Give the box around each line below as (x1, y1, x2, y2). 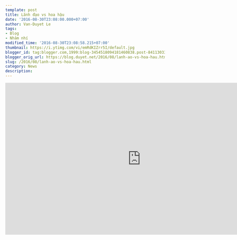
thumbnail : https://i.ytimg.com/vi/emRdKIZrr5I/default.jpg (5, 45, 135, 50)
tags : (5, 26, 17, 31)
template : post (5, 7, 37, 13)
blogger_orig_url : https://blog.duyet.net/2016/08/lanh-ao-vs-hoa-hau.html (5, 54, 169, 60)
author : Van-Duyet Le (5, 21, 51, 27)
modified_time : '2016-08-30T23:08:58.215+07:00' (5, 41, 110, 46)
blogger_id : (5, 50, 30, 55)
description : (5, 69, 33, 74)
